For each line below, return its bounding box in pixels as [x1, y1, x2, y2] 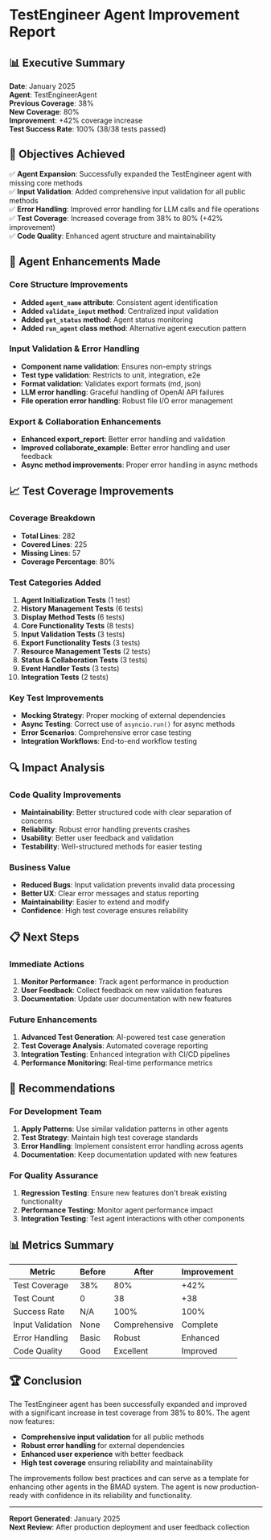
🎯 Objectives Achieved [9, 148, 125, 161]
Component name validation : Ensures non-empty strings [20, 361, 212, 371]
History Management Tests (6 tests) [20, 603, 144, 614]
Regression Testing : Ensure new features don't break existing [20, 1188, 228, 1198]
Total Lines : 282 [20, 531, 76, 540]
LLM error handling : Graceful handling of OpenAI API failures [20, 387, 224, 397]
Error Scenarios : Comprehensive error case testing [20, 728, 192, 737]
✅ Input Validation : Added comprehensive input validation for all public [9, 186, 246, 196]
